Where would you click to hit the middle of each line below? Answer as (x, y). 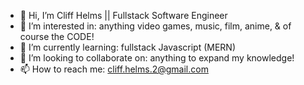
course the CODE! (57, 36)
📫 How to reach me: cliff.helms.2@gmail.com (114, 69)
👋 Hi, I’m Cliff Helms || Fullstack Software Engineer (123, 15)
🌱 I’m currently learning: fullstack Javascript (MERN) (128, 47)
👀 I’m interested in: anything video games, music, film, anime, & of (155, 26)
